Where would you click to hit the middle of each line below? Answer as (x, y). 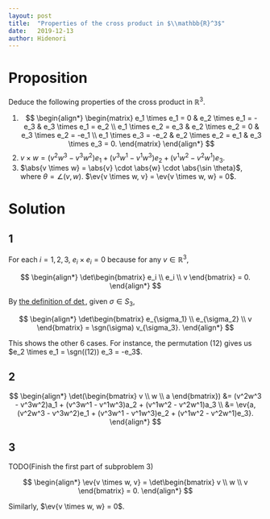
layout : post (30, 16)
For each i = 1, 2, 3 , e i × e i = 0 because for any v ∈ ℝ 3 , (99, 259)
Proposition (48, 78)
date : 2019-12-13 (41, 31)
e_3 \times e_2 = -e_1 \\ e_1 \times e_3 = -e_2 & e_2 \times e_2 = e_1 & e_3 (141, 135)
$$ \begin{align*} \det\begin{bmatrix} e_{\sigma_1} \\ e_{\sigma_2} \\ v (135, 318)
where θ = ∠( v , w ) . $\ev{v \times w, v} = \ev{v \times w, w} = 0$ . (128, 176)
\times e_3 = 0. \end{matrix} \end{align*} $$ (141, 143)
